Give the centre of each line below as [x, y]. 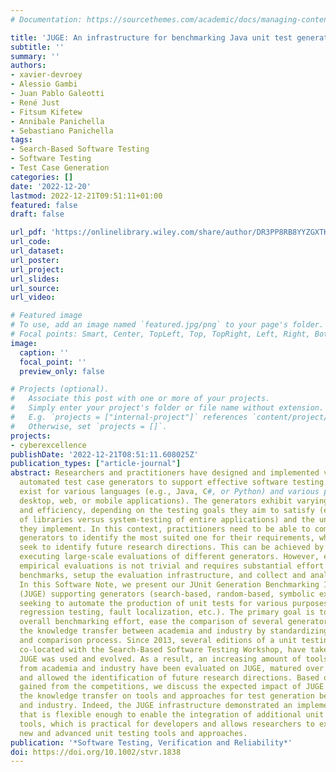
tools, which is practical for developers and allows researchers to [167, 724]
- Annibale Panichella [57, 121]
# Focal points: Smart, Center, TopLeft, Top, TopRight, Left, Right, [160, 334]
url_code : [31, 242]
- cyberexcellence [48, 445]
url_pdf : [28, 232]
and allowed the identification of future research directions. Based [169, 677]
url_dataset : [37, 251]
